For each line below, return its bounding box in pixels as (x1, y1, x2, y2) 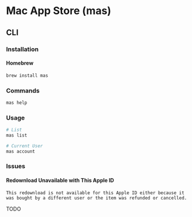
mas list (6, 132, 28, 138)
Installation (6, 45, 39, 53)
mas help (6, 100, 28, 106)
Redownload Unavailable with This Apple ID (6, 177, 114, 184)
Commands (6, 86, 40, 94)
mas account (6, 148, 35, 154)
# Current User (6, 143, 43, 149)
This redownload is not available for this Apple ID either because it (6, 189, 184, 196)
